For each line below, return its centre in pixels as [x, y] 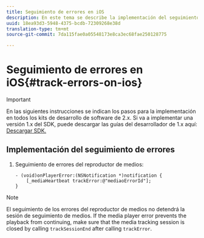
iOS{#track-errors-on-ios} [74, 83]
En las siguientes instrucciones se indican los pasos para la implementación [101, 111]
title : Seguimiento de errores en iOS [55, 12]
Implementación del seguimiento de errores [90, 150]
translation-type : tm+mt [38, 29]
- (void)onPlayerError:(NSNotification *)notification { [89, 175]
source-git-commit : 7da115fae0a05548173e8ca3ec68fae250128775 [87, 35]
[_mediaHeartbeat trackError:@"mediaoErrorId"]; [89, 181]
